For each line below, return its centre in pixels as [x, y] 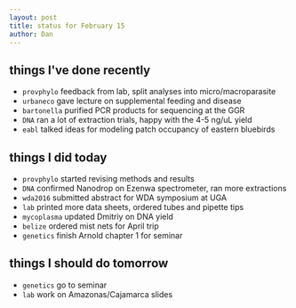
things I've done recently [80, 70]
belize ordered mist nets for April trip [91, 226]
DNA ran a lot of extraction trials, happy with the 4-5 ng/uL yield [137, 120]
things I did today [58, 157]
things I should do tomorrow [89, 263]
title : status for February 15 [67, 26]
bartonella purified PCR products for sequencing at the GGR [133, 110]
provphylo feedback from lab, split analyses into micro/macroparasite [149, 92]
